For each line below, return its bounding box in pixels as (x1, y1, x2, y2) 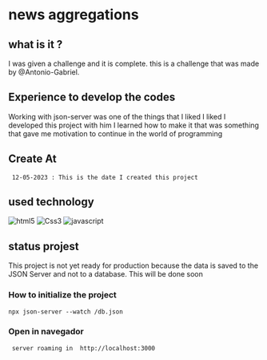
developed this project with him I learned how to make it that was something (8, 120, 260, 130)
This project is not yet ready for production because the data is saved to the (8, 261, 258, 270)
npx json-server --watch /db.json (8, 307, 124, 316)
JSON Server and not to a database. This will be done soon (8, 269, 204, 279)
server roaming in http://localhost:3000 (11, 344, 156, 352)
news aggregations (8, 6, 139, 24)
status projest (8, 239, 80, 253)
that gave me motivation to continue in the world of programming (8, 128, 223, 138)
